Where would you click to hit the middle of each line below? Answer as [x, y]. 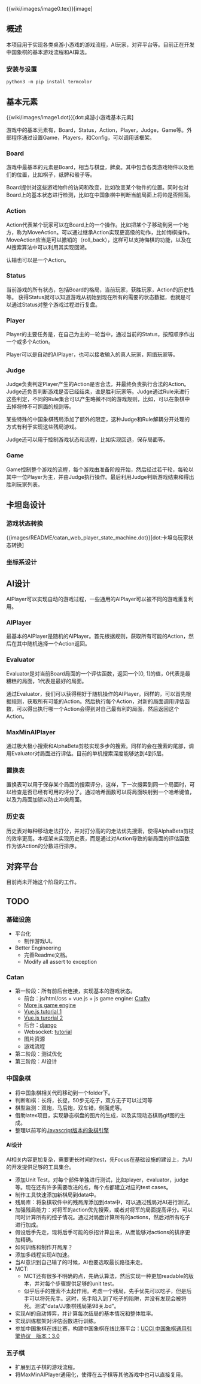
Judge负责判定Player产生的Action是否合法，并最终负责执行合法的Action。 [98, 384]
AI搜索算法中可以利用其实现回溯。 [48, 247]
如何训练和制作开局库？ [44, 1247]
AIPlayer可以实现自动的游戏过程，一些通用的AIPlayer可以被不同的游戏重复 [97, 599]
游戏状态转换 [25, 524]
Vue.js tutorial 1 [42, 1012]
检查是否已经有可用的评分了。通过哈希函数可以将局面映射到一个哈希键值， [103, 792]
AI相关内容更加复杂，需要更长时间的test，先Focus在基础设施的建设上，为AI [99, 1159]
